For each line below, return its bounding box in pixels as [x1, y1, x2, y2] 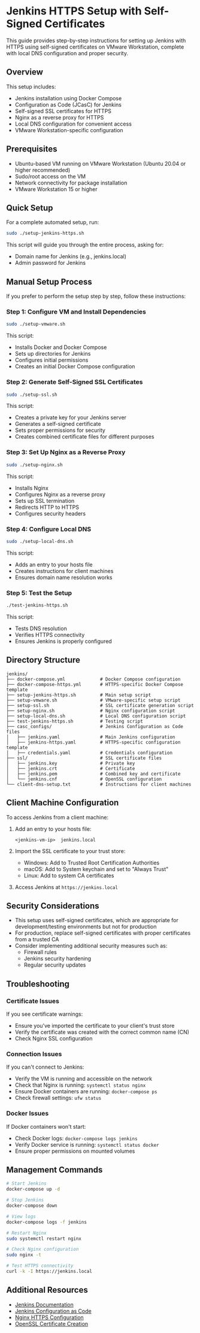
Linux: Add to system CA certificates [23, 872, 114, 879]
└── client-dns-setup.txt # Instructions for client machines [6, 781, 192, 788]
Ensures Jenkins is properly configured [14, 637, 112, 645]
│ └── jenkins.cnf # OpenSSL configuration [6, 776, 162, 782]
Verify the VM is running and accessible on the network [14, 1075, 153, 1082]
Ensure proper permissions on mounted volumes [14, 1147, 135, 1155]
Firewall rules [23, 949, 57, 956]
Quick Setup [6, 202, 53, 213]
